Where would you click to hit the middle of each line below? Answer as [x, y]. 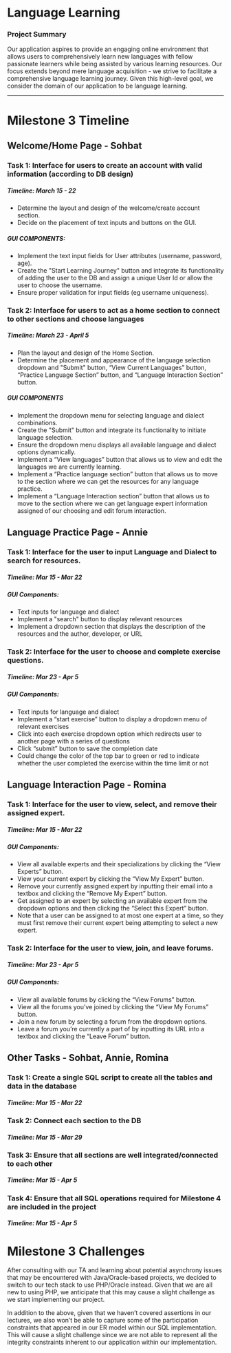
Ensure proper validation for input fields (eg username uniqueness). [113, 292]
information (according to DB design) [70, 174]
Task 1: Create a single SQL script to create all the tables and [110, 1077]
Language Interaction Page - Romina [87, 785]
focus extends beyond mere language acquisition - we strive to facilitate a [112, 71]
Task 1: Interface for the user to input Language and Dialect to [112, 552]
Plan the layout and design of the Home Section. [86, 353]
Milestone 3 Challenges [76, 1251]
